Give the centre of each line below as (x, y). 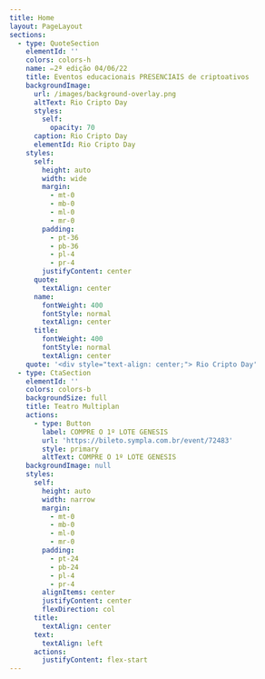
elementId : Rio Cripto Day (84, 145)
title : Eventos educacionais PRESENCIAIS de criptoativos (137, 77)
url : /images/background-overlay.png (105, 94)
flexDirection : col (79, 610)
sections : (28, 35)
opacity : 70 (72, 128)
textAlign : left (73, 643)
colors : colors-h (59, 60)
